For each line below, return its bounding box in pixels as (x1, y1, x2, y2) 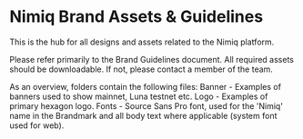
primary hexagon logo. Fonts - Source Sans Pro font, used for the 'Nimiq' (9, 100, 284, 111)
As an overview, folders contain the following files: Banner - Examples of (9, 81, 282, 92)
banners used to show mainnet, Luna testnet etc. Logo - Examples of (9, 91, 268, 102)
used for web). (9, 120, 65, 131)
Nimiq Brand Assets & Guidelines (9, 6, 264, 27)
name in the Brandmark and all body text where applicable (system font (9, 110, 278, 121)
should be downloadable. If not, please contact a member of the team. (9, 64, 273, 74)
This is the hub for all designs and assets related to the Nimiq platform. (9, 36, 275, 47)
